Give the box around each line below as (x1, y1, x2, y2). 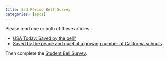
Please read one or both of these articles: (5, 25, 91, 31)
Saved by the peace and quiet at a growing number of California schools (12, 40, 162, 46)
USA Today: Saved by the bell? (12, 35, 76, 41)
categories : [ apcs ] (5, 12, 46, 17)
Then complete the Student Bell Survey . (5, 50, 87, 56)
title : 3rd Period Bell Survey (5, 7, 71, 12)
